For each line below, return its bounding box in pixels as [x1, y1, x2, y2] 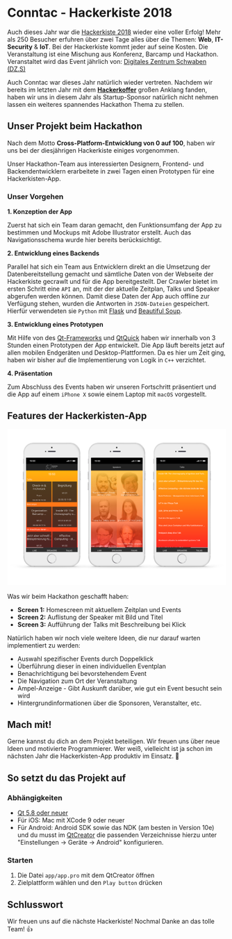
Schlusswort [7, 899, 64, 911]
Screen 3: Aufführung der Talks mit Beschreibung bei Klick [17, 620, 186, 629]
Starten [7, 856, 33, 865]
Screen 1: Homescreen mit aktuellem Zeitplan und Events [17, 605, 182, 614]
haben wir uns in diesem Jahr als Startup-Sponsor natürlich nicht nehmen [7, 92, 219, 101]
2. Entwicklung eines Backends [7, 249, 99, 257]
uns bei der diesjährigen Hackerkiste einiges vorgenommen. [7, 146, 179, 154]
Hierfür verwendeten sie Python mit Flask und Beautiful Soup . [7, 307, 183, 315]
